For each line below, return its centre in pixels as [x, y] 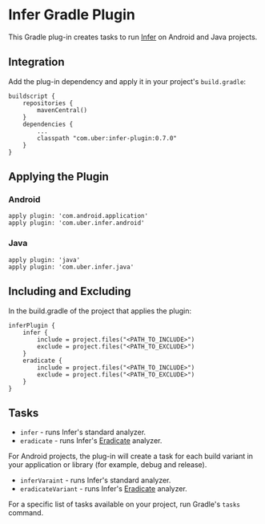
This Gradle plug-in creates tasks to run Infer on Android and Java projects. [133, 37]
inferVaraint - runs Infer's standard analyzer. [95, 480]
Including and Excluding [70, 291]
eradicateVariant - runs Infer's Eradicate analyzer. [104, 489]
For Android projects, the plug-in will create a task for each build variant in [131, 456]
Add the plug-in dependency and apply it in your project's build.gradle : [127, 81]
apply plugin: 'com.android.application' [78, 216]
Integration [37, 62]
